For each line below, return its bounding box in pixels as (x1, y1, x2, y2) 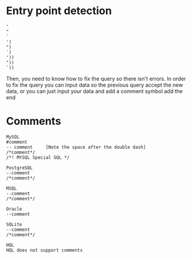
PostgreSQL (6, 165, 33, 171)
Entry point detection (6, 4, 112, 18)
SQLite (6, 221, 22, 227)
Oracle (6, 206, 22, 212)
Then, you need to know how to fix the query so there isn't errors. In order (6, 75, 187, 82)
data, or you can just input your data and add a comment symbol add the (6, 87, 183, 95)
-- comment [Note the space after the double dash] (6, 144, 146, 150)
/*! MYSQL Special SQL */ (6, 154, 69, 160)
